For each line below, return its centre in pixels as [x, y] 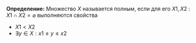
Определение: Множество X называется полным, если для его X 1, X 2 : [98, 9]
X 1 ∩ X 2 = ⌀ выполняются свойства [52, 15]
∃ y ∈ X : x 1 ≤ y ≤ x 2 [41, 33]
